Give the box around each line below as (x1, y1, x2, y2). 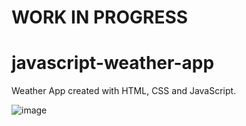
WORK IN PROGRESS (11, 6, 189, 29)
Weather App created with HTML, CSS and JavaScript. (11, 85, 237, 97)
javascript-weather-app (11, 52, 215, 75)
